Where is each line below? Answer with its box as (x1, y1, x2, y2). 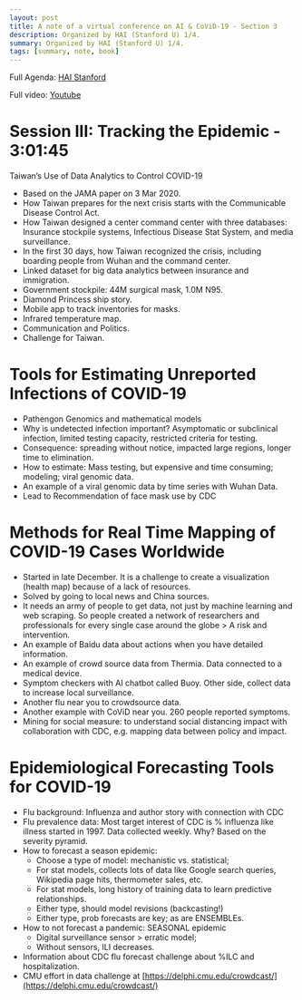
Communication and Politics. (22, 323, 130, 334)
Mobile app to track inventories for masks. (22, 304, 180, 315)
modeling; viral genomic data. (22, 471, 134, 481)
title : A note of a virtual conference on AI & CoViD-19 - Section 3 (9, 22, 278, 31)
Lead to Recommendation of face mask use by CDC (22, 490, 217, 501)
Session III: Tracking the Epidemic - (9, 121, 281, 141)
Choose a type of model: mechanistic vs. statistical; (35, 854, 229, 866)
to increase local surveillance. (22, 686, 134, 698)
